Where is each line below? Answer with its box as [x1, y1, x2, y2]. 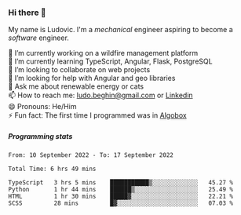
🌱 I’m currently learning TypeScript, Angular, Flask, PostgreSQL [8, 56, 214, 66]
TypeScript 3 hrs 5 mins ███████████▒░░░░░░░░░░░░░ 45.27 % [8, 179, 234, 187]
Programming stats [8, 131, 73, 140]
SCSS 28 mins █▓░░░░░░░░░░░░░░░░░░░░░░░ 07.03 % [8, 199, 234, 207]
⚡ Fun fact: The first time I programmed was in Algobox [8, 111, 187, 120]
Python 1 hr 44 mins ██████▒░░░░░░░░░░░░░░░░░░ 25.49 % [8, 186, 234, 194]
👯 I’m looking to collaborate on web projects [8, 65, 151, 75]
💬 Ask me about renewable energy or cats [8, 82, 144, 91]
